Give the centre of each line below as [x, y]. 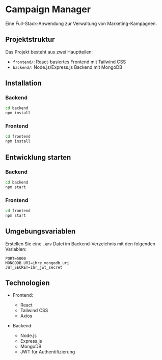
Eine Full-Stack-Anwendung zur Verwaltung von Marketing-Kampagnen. [81, 23]
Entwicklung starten [38, 157]
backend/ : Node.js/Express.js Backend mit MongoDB [67, 67]
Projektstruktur [30, 40]
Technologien [28, 283]
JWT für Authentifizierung [48, 352]
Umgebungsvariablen [40, 231]
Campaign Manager [48, 9]
